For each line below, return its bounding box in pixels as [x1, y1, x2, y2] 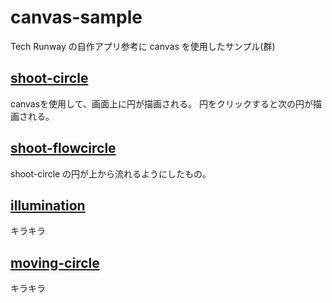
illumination [10, 197, 86, 214]
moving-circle [10, 254, 100, 271]
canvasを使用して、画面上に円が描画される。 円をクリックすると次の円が [10, 97, 313, 110]
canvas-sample [10, 6, 143, 29]
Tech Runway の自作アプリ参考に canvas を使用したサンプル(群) [10, 40, 276, 52]
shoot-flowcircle [10, 140, 117, 157]
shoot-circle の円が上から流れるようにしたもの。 [10, 167, 212, 180]
